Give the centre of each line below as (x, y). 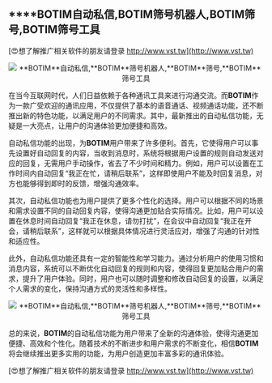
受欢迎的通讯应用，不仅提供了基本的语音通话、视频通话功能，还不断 (150, 105)
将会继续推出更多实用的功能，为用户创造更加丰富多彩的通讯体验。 (118, 353)
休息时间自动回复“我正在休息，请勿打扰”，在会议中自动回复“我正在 (134, 220)
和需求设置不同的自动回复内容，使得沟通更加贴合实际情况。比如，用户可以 (132, 211)
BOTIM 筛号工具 (62, 30)
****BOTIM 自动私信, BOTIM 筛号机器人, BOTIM (127, 15)
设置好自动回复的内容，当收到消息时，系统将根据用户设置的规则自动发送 (136, 153)
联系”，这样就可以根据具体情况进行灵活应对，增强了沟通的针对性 (152, 231)
